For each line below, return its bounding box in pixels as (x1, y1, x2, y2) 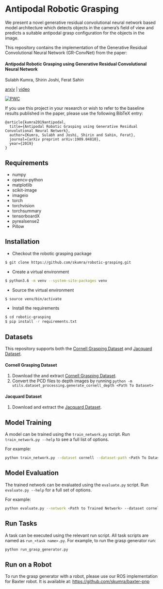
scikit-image (12, 187, 37, 193)
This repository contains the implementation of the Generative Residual (5, 44, 147, 50)
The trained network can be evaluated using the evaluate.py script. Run (5, 482, 149, 488)
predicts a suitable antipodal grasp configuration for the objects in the (5, 30, 145, 36)
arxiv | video (5, 86, 30, 92)
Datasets (5, 333, 33, 341)
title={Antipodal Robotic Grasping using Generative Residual (9, 124, 138, 129)
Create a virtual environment (12, 269, 69, 275)
